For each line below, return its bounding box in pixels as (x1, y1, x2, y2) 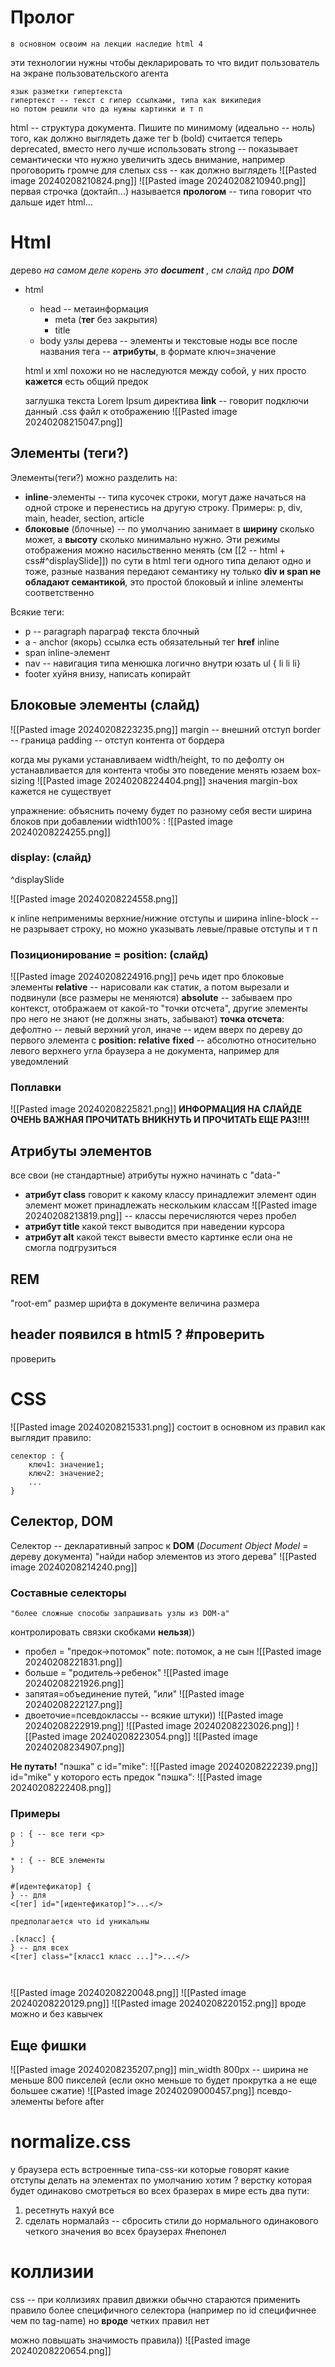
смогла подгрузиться (24, 1242, 117, 1254)
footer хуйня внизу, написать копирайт (24, 667, 191, 680)
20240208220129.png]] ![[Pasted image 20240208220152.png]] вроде (10, 1997, 307, 2010)
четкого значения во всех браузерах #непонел (24, 2225, 227, 2237)
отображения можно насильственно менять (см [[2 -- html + (24, 544, 287, 556)
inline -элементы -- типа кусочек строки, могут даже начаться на (24, 491, 307, 503)
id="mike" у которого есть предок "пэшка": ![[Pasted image (10, 1771, 263, 1783)
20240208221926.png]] (24, 1677, 125, 1689)
